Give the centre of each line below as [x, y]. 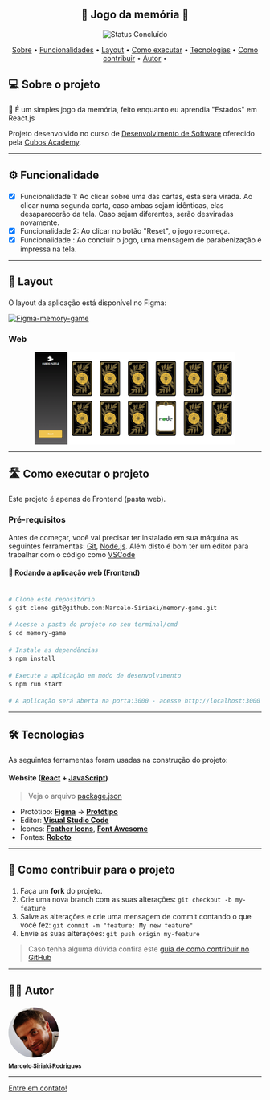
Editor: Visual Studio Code [64, 820]
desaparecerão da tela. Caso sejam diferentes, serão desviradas [127, 214]
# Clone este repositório [51, 599]
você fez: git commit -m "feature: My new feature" [106, 925]
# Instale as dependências [53, 650]
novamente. [40, 222]
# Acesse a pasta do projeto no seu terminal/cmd [93, 625]
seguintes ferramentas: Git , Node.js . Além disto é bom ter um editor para [129, 546]
